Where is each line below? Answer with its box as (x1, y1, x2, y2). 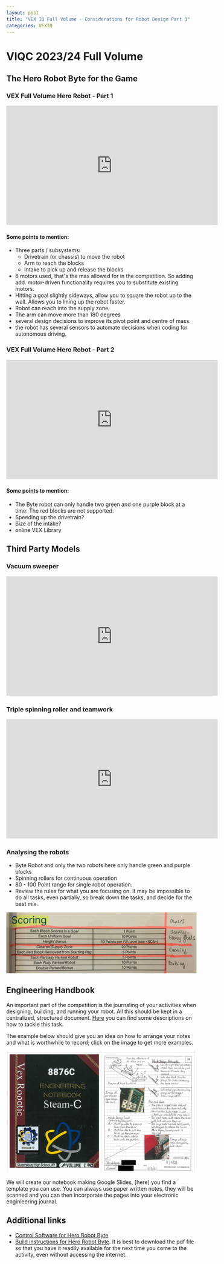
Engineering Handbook (6, 985, 95, 996)
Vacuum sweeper (6, 562, 59, 571)
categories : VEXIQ (6, 22, 53, 28)
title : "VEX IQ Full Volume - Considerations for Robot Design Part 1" (6, 16, 190, 22)
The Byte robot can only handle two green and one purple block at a (14, 501, 185, 508)
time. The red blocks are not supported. (14, 507, 114, 514)
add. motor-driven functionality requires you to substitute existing (14, 279, 179, 286)
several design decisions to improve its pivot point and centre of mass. (14, 318, 191, 325)
